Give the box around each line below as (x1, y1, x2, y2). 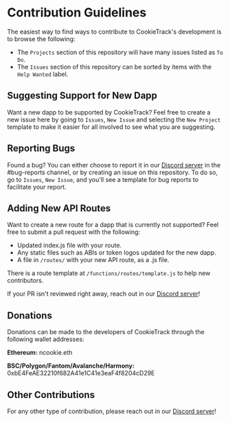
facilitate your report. (7, 183, 67, 191)
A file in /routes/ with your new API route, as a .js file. (16, 256, 170, 264)
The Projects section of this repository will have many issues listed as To (16, 48, 223, 56)
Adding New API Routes (7, 202, 111, 214)
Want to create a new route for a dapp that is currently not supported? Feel (7, 221, 219, 229)
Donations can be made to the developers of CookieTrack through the (7, 328, 205, 336)
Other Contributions (7, 389, 95, 401)
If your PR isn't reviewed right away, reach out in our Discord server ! (7, 290, 200, 298)
